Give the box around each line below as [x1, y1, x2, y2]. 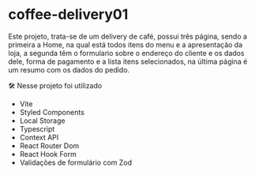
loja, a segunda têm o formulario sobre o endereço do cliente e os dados [8, 48, 245, 58]
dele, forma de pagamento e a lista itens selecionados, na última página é [8, 57, 248, 66]
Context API [19, 132, 59, 142]
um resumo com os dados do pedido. [8, 65, 130, 74]
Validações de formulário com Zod [19, 158, 133, 167]
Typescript [19, 124, 55, 133]
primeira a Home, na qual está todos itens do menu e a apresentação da [8, 39, 243, 49]
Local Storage [19, 116, 66, 125]
